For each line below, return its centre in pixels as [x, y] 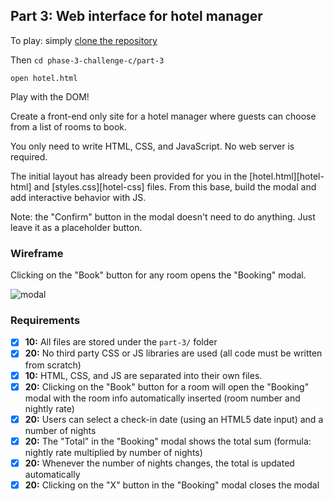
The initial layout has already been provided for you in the [129, 176]
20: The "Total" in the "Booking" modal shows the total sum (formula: [168, 441]
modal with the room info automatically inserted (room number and [162, 398]
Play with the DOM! [50, 96]
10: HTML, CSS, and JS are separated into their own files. [143, 375]
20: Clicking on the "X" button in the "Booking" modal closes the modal [172, 485]
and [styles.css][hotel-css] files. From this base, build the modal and [175, 186]
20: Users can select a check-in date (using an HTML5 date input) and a [174, 419]
